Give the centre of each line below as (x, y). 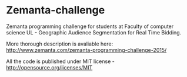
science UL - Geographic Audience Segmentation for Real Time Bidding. (94, 32)
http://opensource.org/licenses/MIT (49, 67)
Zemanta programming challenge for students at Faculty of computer (90, 26)
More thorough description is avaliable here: (60, 44)
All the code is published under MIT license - (60, 61)
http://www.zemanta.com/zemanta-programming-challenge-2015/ (86, 50)
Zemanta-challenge (56, 10)
